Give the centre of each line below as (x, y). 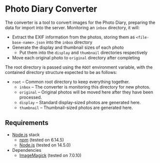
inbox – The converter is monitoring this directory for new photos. (85, 87)
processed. (31, 97)
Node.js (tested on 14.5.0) (45, 145)
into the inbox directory (69, 42)
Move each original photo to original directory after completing (76, 57)
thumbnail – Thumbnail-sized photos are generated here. (76, 108)
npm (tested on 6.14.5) (42, 140)
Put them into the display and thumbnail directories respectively (83, 53)
